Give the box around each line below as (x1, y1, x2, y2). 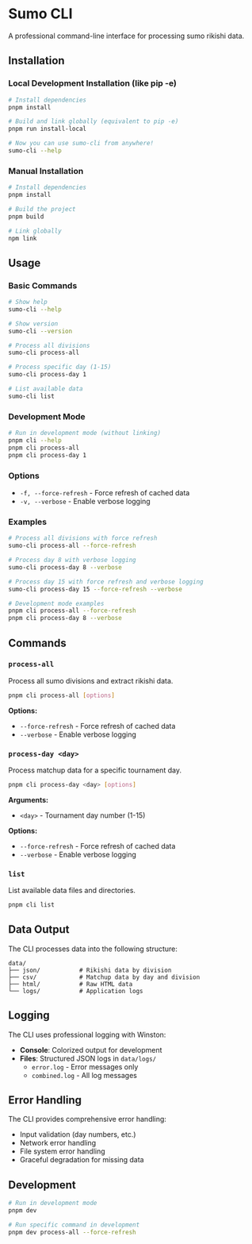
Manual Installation (8, 165, 84, 176)
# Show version (8, 319, 59, 328)
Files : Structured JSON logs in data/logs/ (19, 1053, 157, 1063)
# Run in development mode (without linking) (8, 429, 161, 437)
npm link (8, 234, 37, 242)
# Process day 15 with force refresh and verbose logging (8, 577, 204, 586)
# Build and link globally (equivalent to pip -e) (8, 117, 179, 125)
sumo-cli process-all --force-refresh (8, 541, 136, 550)
